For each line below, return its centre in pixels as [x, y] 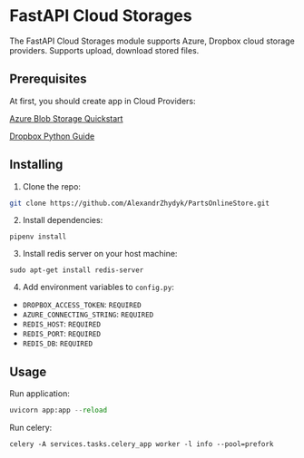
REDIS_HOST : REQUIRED [62, 324]
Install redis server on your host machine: [100, 254]
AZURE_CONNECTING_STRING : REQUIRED [88, 315]
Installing [36, 165]
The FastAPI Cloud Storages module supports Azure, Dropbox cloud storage [152, 41]
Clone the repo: [52, 186]
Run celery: [31, 428]
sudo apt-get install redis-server [77, 270]
